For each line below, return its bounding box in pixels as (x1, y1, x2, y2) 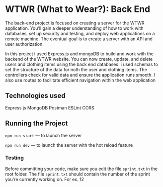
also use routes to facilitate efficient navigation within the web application (5, 77, 156, 83)
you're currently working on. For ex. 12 (5, 176, 84, 182)
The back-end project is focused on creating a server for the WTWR (5, 20, 145, 26)
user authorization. (5, 41, 44, 47)
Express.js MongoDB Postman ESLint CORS (5, 104, 94, 110)
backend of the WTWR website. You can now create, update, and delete (5, 56, 153, 62)
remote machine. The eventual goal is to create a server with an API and (5, 36, 153, 42)
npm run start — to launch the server (5, 132, 82, 138)
